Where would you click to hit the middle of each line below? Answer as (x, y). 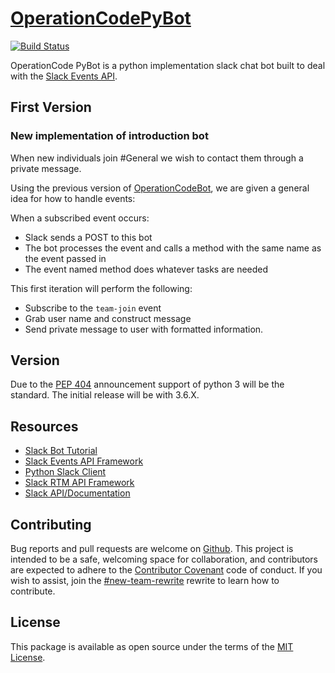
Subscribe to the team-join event (93, 308)
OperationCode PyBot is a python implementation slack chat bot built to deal (168, 65)
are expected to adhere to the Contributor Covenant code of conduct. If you (166, 570)
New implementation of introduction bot (109, 136)
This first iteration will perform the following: (101, 288)
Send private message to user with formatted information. (144, 329)
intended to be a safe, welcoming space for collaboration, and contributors (164, 559)
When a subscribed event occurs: (80, 218)
